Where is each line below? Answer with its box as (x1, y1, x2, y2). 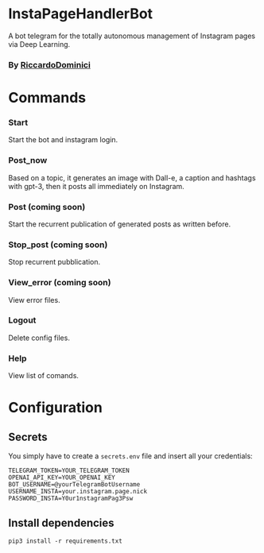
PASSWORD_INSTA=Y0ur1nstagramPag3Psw (8, 494, 134, 503)
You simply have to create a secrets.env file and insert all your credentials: (8, 451, 253, 461)
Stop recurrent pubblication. (8, 257, 101, 267)
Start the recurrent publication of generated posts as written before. (8, 219, 231, 229)
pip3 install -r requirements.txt (8, 537, 123, 545)
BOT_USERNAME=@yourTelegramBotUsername (8, 481, 141, 489)
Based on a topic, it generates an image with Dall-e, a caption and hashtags (8, 172, 256, 183)
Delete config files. (8, 333, 70, 342)
